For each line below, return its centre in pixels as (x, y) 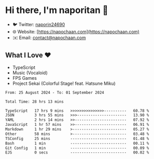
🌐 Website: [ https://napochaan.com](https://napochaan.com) (76, 32)
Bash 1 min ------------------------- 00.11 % (77, 143)
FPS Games (25, 78)
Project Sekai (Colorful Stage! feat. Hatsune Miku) (64, 83)
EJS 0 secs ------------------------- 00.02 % (77, 152)
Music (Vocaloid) (30, 73)
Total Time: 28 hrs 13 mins (35, 102)
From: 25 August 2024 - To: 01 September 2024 (55, 92)
